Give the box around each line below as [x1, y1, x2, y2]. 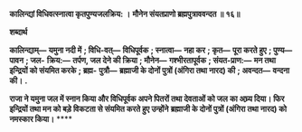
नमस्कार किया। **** [9, 114, 73, 124]
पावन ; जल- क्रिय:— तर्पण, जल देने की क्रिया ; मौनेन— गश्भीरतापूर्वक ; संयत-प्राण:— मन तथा [9, 55, 276, 65]
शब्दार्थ [9, 27, 28, 37]
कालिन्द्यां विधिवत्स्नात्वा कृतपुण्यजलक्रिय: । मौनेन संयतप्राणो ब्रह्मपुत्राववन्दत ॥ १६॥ [9, 9, 241, 19]
